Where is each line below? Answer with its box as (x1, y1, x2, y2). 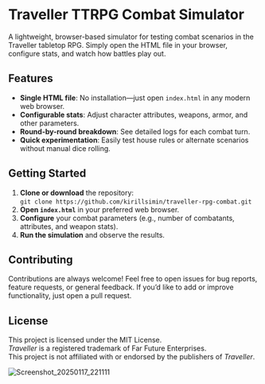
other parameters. (19, 118, 80, 128)
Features (8, 72, 53, 85)
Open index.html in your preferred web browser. (19, 204, 180, 214)
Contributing (8, 253, 73, 266)
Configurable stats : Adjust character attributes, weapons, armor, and (19, 110, 248, 119)
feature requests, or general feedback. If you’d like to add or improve (8, 282, 234, 292)
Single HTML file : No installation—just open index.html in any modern (19, 93, 251, 103)
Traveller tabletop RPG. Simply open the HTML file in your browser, (8, 40, 228, 49)
